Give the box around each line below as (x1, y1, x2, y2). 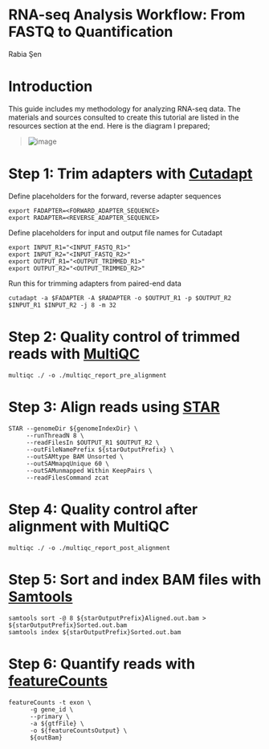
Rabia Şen (8, 49, 42, 59)
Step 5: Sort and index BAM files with (8, 570, 262, 588)
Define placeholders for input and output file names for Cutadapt (8, 227, 223, 238)
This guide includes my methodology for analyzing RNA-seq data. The (8, 104, 241, 113)
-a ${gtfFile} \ (29, 719, 84, 727)
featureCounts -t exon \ (8, 698, 92, 706)
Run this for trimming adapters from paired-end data (8, 279, 182, 288)
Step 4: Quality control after (8, 500, 198, 519)
